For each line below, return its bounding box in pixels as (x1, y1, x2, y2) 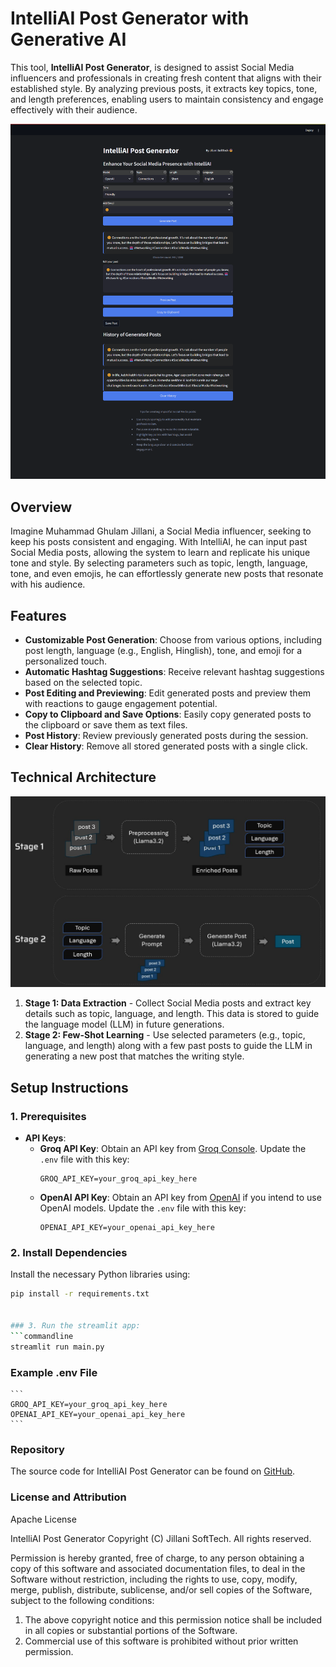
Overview (10, 498, 73, 516)
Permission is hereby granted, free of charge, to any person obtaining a (10, 1552, 305, 1564)
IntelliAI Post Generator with (10, 7, 250, 30)
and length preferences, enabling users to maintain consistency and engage (10, 93, 324, 105)
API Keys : (24, 1132, 67, 1144)
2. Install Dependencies (10, 1246, 128, 1259)
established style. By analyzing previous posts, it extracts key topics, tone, (10, 82, 318, 94)
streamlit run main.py (10, 1342, 105, 1352)
